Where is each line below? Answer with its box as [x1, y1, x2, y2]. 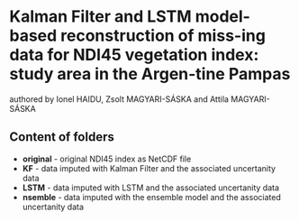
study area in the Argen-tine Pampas [9, 64, 291, 85]
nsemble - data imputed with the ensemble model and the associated [22, 191, 281, 202]
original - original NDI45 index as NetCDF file [22, 153, 192, 164]
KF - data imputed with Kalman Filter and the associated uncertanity [22, 162, 276, 173]
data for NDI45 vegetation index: [9, 45, 259, 65]
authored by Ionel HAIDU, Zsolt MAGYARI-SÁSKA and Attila [9, 93, 230, 105]
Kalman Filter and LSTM [9, 6, 192, 27]
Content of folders [9, 129, 114, 145]
